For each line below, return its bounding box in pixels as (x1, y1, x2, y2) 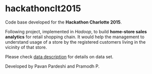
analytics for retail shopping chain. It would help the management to (5, 34, 145, 40)
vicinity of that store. (5, 44, 47, 50)
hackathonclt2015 (5, 3, 81, 14)
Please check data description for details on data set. (5, 53, 114, 59)
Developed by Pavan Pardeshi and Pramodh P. (5, 63, 100, 69)
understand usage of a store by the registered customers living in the (5, 39, 146, 45)
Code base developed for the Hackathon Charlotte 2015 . (5, 19, 122, 25)
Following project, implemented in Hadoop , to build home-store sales (5, 28, 147, 34)
